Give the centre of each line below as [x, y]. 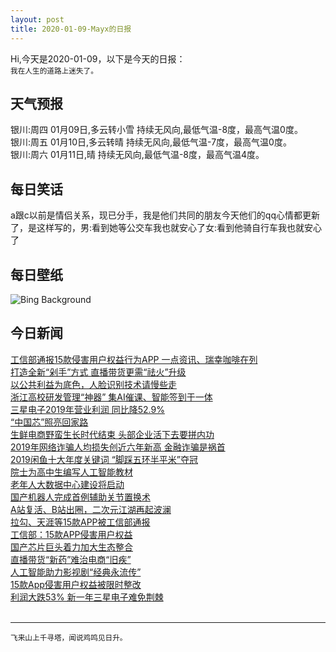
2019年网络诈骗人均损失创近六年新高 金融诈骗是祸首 [118, 447]
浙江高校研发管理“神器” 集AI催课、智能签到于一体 [111, 397]
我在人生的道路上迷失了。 [54, 71]
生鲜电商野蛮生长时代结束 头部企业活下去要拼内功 [112, 434]
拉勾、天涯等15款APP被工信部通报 [80, 522]
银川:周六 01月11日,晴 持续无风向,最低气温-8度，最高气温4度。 [137, 155]
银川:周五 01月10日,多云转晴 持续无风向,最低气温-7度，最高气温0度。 [151, 142]
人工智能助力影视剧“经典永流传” [76, 572]
